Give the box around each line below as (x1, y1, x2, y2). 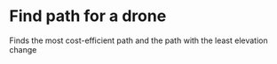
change (9, 44, 37, 54)
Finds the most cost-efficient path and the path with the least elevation (9, 35, 268, 46)
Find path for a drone (9, 6, 167, 26)
